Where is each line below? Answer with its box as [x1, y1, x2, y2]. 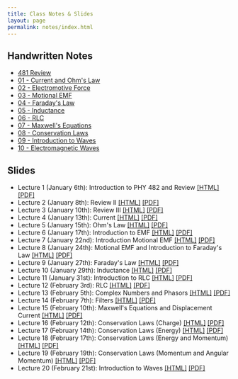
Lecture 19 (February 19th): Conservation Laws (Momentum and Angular [17, 349, 229, 357]
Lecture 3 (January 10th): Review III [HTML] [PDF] [17, 206, 164, 214]
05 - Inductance [17, 106, 65, 115]
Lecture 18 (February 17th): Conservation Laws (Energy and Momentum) [17, 334, 229, 342]
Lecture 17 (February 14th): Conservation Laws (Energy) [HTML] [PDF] [17, 327, 224, 334]
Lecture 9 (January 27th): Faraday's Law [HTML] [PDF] [17, 259, 179, 266]
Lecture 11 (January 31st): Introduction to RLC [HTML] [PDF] [17, 273, 193, 282]
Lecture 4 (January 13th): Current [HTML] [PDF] [17, 213, 158, 222]
